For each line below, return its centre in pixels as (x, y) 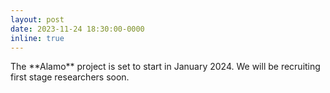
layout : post (37, 19)
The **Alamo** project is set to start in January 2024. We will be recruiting (165, 67)
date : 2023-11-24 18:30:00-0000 (77, 29)
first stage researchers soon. (70, 77)
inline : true (37, 38)
